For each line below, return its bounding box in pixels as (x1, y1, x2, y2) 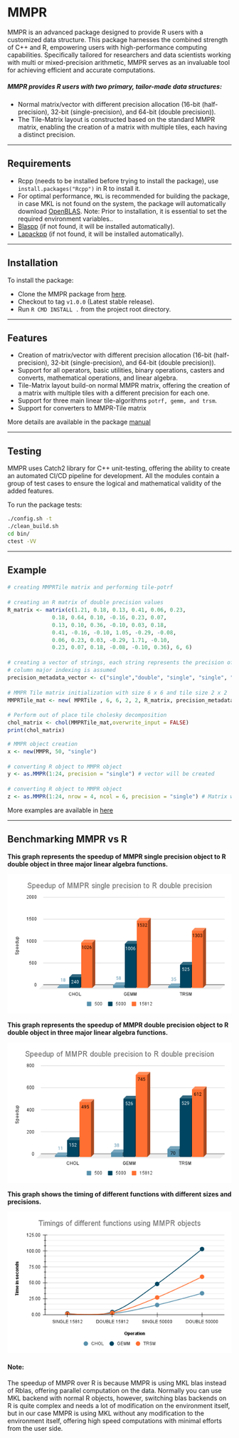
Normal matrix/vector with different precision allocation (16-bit (17, 100, 201, 108)
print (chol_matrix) (7, 727, 65, 734)
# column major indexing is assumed (7, 667, 116, 674)
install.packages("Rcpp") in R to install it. (17, 184, 141, 192)
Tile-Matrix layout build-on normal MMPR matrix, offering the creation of (17, 381, 230, 390)
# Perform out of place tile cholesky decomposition (7, 712, 167, 719)
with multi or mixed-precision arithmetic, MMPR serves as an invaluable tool (7, 58, 230, 66)
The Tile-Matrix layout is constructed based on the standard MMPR (17, 115, 216, 123)
